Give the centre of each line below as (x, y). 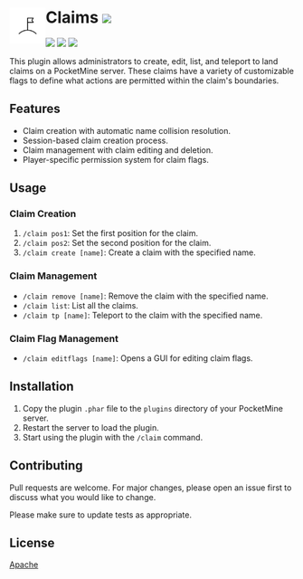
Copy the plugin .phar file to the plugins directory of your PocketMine (152, 408)
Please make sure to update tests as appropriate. (101, 515)
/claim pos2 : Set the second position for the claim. (117, 243)
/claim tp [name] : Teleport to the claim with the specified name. (142, 315)
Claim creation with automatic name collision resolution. (127, 130)
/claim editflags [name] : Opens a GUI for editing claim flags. (137, 358)
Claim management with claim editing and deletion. (118, 150)
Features (35, 109)
